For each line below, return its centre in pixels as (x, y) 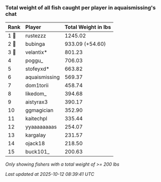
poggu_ (34, 61)
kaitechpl (36, 119)
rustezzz (36, 36)
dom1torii (37, 86)
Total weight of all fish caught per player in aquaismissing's (81, 8)
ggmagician (39, 110)
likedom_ (36, 94)
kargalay (35, 135)
